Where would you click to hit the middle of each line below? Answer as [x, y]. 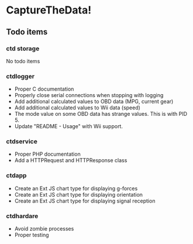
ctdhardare [22, 216]
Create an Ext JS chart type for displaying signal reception [85, 201]
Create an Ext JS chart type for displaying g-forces [76, 188]
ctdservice [22, 142]
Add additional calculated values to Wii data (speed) [77, 108]
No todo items [23, 61]
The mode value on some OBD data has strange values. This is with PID [101, 114]
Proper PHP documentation [47, 154]
